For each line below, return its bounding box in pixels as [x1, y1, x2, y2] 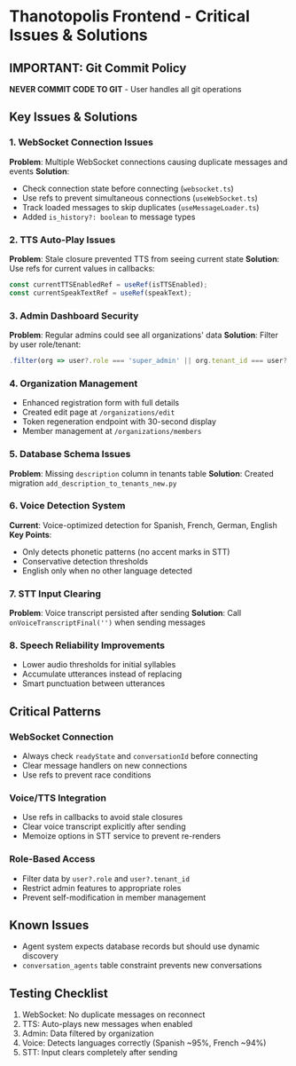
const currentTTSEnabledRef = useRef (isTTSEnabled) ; [9, 280, 208, 289]
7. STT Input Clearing [9, 588, 102, 600]
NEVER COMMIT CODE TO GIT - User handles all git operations [9, 84, 242, 94]
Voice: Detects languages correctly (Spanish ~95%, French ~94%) [21, 1038, 267, 1048]
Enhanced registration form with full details [21, 398, 180, 408]
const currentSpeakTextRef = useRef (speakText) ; [9, 288, 192, 297]
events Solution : [9, 166, 70, 177]
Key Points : [9, 529, 52, 540]
